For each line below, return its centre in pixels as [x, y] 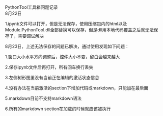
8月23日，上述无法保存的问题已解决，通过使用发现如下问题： [67, 46]
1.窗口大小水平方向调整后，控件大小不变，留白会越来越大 [63, 57]
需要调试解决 [31, 36]
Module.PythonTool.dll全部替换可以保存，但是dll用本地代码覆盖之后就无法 [79, 30]
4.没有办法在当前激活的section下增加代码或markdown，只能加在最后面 [77, 88]
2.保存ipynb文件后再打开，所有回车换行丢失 [49, 67]
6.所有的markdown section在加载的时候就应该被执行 [58, 109]
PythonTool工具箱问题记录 [31, 7]
